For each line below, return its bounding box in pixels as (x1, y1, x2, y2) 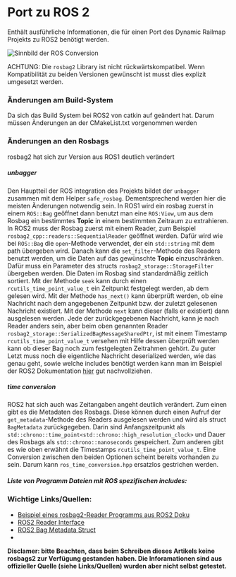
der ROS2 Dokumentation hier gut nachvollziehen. (7, 367, 153, 375)
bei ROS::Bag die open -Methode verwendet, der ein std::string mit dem (7, 239, 215, 247)
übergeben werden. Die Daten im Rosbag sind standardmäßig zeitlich (7, 269, 209, 278)
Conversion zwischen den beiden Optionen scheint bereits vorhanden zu (7, 453, 219, 461)
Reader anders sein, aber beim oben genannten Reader (7, 321, 168, 330)
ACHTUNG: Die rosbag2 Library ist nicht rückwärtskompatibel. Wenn (7, 62, 206, 71)
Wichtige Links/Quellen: (7, 494, 92, 504)
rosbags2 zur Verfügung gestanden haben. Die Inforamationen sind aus (7, 554, 223, 562)
